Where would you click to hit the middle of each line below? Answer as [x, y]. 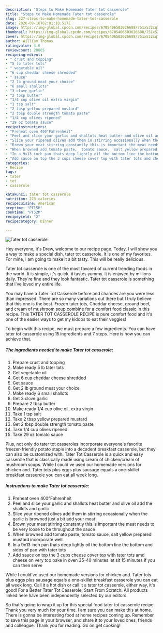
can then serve [28, 565]
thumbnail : [16, 32]
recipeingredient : [24, 55]
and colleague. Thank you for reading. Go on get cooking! [63, 625]
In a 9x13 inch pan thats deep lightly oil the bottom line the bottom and [82, 545]
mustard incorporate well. [38, 539]
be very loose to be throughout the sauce [54, 529]
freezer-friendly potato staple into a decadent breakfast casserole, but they [81, 449]
